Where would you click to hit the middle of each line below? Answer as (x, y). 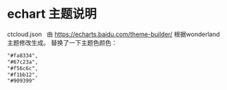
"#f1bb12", (23, 75)
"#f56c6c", (23, 68)
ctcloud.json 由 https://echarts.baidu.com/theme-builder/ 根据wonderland (113, 34)
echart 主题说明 (52, 14)
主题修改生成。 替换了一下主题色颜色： (62, 42)
